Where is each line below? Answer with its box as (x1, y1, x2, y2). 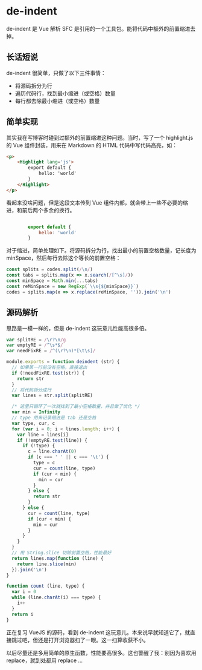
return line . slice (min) (17, 561, 77, 567)
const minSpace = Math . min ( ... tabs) (6, 278, 98, 284)
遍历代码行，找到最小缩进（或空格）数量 (14, 90, 116, 97)
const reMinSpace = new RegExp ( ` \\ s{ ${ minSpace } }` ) (6, 283, 139, 289)
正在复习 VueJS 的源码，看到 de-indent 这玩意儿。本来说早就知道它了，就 (6, 628, 191, 636)
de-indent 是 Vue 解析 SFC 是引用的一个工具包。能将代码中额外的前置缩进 (6, 25, 191, 32)
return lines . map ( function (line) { (11, 555, 104, 561)
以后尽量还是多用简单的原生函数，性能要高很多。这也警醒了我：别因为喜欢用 (6, 649, 197, 656)
